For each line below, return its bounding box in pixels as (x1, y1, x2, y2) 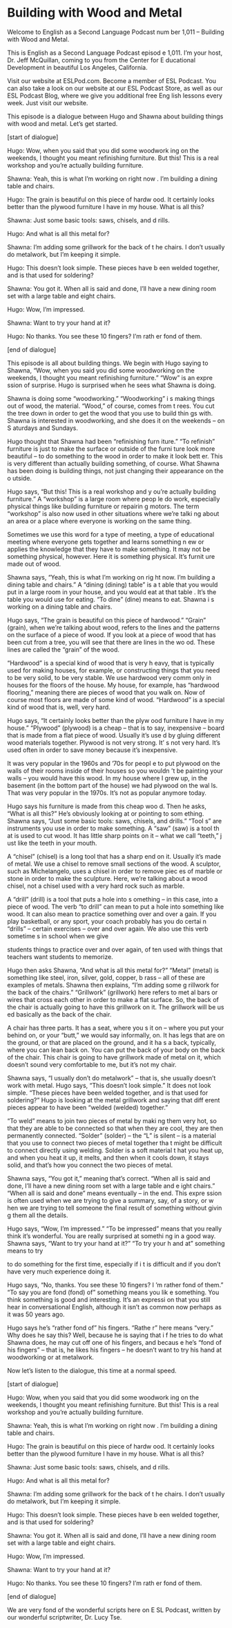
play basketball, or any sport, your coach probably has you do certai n (7, 917, 207, 925)
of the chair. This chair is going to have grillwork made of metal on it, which (7, 1053, 221, 1061)
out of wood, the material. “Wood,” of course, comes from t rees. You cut (7, 402, 215, 410)
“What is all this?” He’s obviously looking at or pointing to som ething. (7, 809, 204, 818)
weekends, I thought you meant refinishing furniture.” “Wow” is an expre (7, 373, 213, 382)
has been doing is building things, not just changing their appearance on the (7, 466, 224, 475)
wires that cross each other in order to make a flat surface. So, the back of (7, 995, 220, 1003)
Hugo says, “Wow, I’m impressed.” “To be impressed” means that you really (7, 1224, 222, 1233)
